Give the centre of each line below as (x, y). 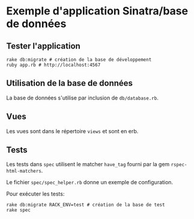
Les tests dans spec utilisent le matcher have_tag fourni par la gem (88, 164)
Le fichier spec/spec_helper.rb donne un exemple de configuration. (89, 182)
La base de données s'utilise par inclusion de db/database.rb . (83, 98)
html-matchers (24, 171)
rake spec (19, 210)
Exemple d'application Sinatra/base (97, 11)
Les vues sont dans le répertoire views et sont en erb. (72, 131)
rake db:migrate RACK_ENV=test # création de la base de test (86, 205)
